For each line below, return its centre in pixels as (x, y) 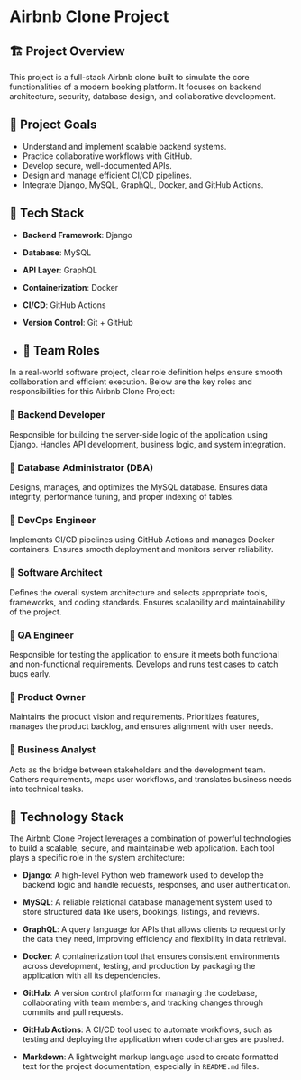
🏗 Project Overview (67, 51)
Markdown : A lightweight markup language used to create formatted (150, 1057)
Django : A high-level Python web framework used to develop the (143, 875)
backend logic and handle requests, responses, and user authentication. (156, 885)
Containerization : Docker (70, 287)
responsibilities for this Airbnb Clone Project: (92, 392)
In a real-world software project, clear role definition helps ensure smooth (146, 373)
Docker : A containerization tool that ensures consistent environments (151, 956)
